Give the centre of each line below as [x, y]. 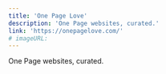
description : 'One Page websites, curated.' [84, 23]
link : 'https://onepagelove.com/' [66, 31]
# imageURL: [28, 38]
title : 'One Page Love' [48, 16]
